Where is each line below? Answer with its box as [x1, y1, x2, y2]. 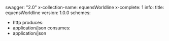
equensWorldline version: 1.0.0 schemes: [5, 10, 91, 16]
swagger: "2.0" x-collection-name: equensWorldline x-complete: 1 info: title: [5, 5, 164, 10]
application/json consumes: [12, 25, 71, 31]
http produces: [12, 20, 44, 25]
